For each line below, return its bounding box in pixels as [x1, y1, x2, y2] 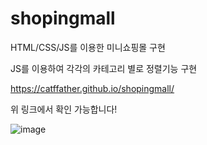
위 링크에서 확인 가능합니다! [10, 103, 118, 115]
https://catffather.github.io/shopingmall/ [10, 82, 175, 94]
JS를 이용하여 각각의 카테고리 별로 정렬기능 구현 [10, 62, 198, 74]
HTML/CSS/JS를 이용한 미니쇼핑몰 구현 [10, 41, 166, 53]
